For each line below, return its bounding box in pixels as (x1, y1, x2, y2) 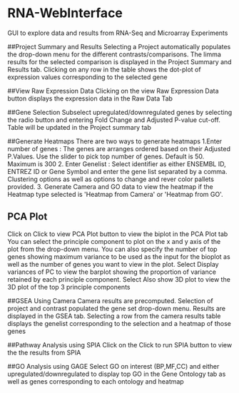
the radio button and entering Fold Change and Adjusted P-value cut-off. (7, 116, 221, 124)
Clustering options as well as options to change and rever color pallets (7, 175, 214, 183)
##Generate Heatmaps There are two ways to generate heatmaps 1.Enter (7, 137, 223, 146)
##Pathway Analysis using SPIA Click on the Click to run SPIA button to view (7, 340, 233, 349)
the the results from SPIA (7, 348, 81, 357)
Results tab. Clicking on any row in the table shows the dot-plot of (7, 65, 201, 73)
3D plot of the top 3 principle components (7, 282, 131, 291)
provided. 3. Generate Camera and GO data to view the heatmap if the (7, 182, 213, 190)
